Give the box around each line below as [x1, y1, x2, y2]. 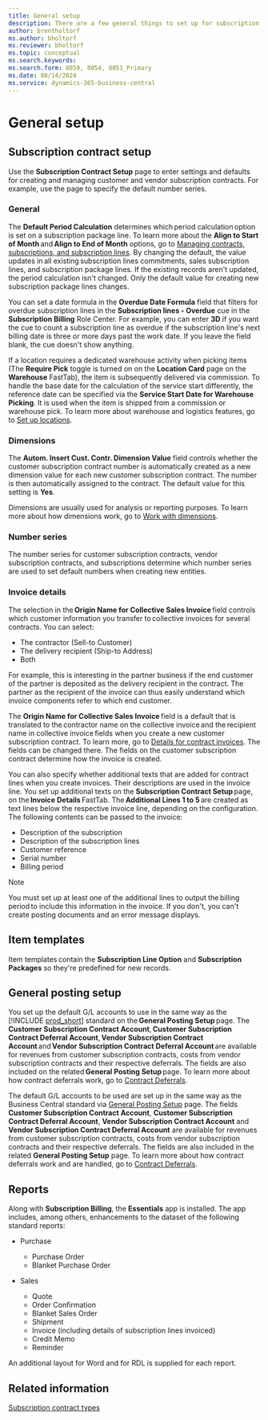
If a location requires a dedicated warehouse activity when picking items [8, 355, 247, 365]
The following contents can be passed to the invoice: [8, 812, 183, 822]
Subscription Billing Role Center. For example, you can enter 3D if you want [8, 314, 259, 323]
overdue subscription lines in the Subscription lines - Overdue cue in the [8, 306, 250, 315]
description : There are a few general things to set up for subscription [8, 19, 260, 27]
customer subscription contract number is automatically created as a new [8, 462, 251, 472]
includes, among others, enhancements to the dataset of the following [8, 1212, 240, 1222]
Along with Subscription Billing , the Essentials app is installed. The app [8, 1204, 246, 1214]
